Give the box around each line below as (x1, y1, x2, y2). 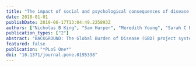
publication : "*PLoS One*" (6, 47, 72, 52)
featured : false (6, 41, 45, 47)
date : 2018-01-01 (6, 14, 48, 20)
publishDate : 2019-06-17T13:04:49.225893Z (6, 19, 111, 25)
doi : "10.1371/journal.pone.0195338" (6, 52, 98, 58)
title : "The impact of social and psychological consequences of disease (6, 8, 190, 15)
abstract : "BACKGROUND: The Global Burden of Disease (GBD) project (6, 36, 176, 41)
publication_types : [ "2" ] (6, 30, 69, 36)
